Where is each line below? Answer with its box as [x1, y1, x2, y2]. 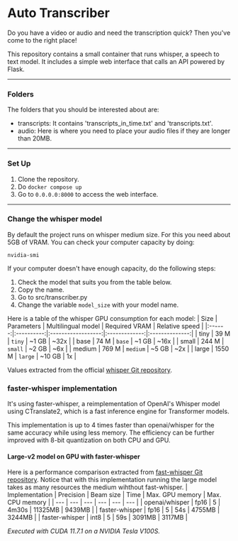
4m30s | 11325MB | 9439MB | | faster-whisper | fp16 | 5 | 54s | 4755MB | [7, 506, 220, 514]
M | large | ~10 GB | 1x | [7, 351, 76, 360]
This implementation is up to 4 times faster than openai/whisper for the [7, 421, 215, 430]
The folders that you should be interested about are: [7, 105, 159, 114]
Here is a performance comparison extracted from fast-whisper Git [7, 468, 203, 476]
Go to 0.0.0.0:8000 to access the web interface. [17, 190, 159, 198]
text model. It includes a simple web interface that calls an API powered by [7, 57, 225, 65]
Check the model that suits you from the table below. [17, 278, 172, 286]
